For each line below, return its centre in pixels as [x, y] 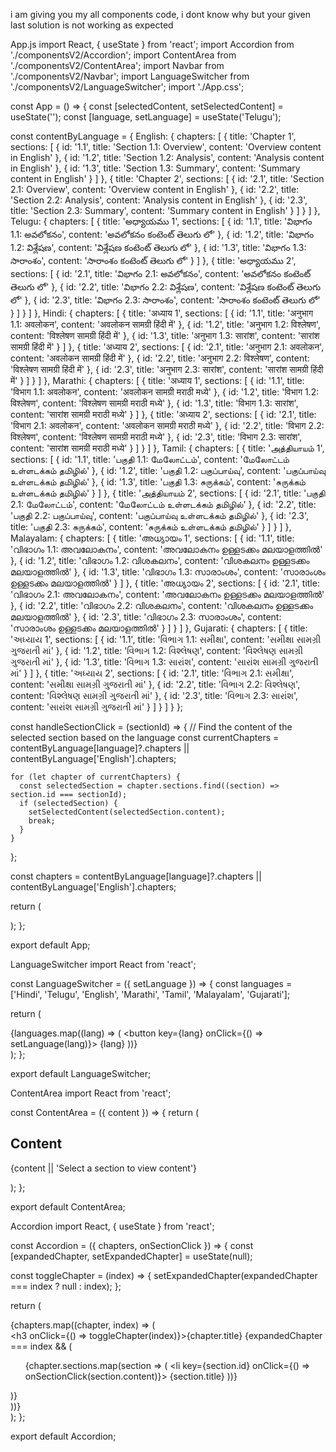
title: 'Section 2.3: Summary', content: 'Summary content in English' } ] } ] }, [165, 210]
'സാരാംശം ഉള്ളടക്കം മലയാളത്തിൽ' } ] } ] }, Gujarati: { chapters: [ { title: [159, 628]
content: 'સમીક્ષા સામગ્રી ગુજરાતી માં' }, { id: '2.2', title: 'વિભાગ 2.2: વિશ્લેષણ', [155, 684]
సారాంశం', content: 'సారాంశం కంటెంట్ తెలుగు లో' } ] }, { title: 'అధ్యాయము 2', [153, 260]
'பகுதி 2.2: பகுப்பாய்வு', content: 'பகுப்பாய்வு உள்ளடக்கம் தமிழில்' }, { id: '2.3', [160, 515]
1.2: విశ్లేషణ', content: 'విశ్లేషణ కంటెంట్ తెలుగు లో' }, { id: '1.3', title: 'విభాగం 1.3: [158, 247]
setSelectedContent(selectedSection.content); [127, 812]
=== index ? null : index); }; [66, 1286]
